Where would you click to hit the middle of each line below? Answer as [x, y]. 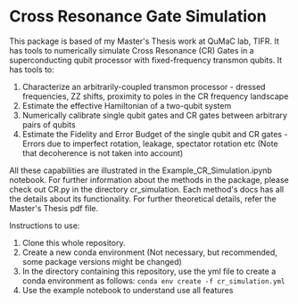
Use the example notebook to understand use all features [128, 290]
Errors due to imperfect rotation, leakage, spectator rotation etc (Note [150, 144]
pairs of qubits [49, 124]
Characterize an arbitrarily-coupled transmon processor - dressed [144, 86]
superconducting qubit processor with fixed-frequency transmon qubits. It [146, 60]
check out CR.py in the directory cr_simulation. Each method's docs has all [146, 189]
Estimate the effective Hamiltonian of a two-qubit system [127, 105]
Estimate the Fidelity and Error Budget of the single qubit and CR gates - [155, 134]
